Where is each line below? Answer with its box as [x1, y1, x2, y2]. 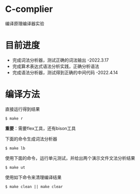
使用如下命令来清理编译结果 [5, 174, 62, 180]
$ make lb [5, 145, 26, 151]
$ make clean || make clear [5, 184, 63, 189]
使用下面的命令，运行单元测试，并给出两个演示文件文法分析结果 [5, 155, 135, 161]
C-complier [5, 3, 53, 15]
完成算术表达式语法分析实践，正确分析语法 [12, 63, 99, 69]
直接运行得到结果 [5, 106, 40, 112]
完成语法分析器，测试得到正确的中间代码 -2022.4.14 [12, 69, 118, 75]
